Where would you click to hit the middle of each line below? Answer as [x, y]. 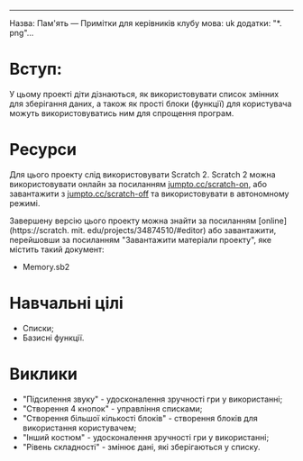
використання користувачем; [79, 428]
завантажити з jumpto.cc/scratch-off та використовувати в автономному [149, 194]
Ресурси [43, 150]
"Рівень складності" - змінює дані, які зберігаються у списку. [141, 447]
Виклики [44, 374]
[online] [272, 221]
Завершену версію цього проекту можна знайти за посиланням [133, 221]
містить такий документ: [57, 249]
